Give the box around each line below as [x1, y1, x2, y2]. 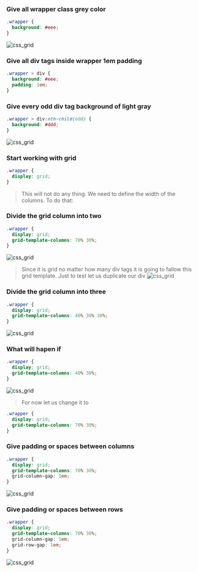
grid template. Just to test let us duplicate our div [21, 272, 146, 280]
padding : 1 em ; [12, 81, 48, 88]
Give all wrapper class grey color [6, 5, 106, 13]
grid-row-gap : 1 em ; [12, 541, 62, 548]
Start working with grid [6, 154, 77, 162]
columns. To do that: [21, 197, 74, 204]
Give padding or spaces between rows [6, 505, 124, 514]
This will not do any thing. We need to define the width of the [21, 190, 176, 197]
